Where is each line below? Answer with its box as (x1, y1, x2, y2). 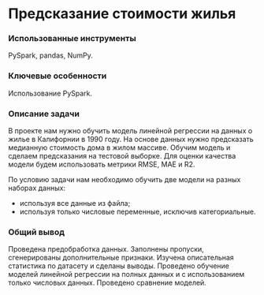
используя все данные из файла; (19, 199, 131, 208)
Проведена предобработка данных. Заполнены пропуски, (8, 245, 205, 254)
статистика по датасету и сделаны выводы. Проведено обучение (8, 261, 230, 271)
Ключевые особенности (8, 70, 107, 81)
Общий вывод (8, 226, 65, 237)
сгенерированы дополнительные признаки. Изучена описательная (8, 253, 234, 263)
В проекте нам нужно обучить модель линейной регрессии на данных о (8, 126, 253, 136)
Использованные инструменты (8, 33, 136, 44)
